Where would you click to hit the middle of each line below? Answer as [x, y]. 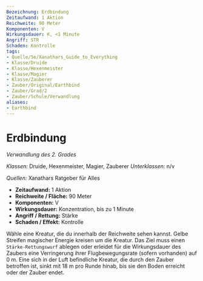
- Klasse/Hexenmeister [35, 68]
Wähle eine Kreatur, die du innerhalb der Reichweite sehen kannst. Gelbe [97, 234]
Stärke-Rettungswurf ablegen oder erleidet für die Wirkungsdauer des [94, 247]
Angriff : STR [23, 40]
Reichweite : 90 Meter [34, 23]
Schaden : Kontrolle [31, 46]
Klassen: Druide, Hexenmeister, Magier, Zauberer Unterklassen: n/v [91, 166]
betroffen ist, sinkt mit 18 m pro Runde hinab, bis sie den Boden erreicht [96, 266]
